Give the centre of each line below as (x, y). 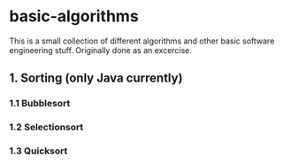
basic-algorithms (74, 16)
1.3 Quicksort (38, 151)
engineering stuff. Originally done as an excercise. (101, 50)
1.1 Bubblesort (40, 104)
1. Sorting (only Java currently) (96, 78)
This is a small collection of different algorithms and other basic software (142, 41)
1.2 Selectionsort (46, 128)
